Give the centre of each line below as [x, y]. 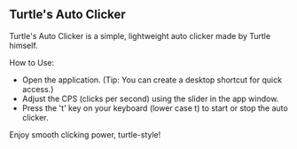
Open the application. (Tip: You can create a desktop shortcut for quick [152, 80]
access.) [38, 89]
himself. [23, 45]
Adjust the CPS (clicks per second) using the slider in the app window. [150, 98]
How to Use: [32, 62]
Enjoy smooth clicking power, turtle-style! [85, 134]
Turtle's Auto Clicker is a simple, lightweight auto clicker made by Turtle [140, 35]
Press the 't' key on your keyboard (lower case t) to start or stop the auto [155, 108]
